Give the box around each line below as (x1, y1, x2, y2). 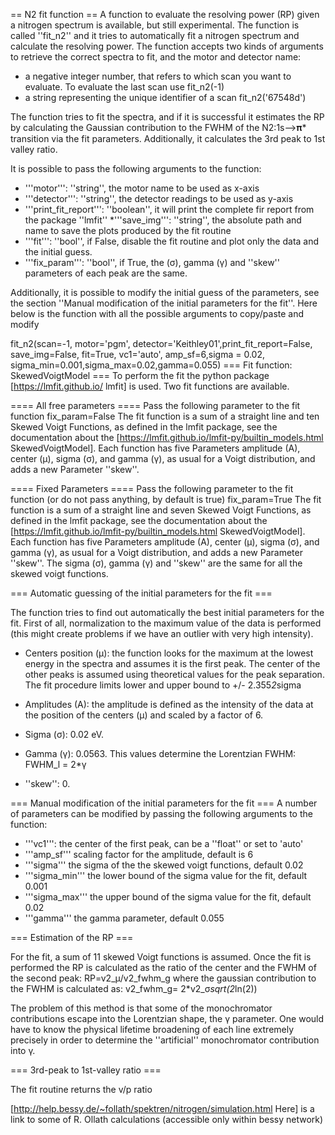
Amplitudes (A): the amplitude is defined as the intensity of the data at (24, 699, 314, 710)
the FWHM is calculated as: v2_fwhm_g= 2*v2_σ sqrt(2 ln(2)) (10, 983, 258, 994)
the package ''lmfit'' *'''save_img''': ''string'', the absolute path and (24, 214, 302, 226)
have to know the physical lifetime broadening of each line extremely (10, 1024, 295, 1035)
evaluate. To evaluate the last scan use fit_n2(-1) (24, 81, 225, 93)
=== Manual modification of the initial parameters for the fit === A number (10, 797, 318, 809)
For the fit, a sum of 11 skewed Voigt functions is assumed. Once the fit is (10, 951, 312, 963)
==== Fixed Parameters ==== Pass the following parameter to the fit (10, 483, 294, 494)
